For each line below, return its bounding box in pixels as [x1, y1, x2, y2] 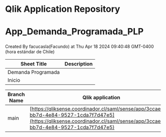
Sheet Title [20, 61, 47, 68]
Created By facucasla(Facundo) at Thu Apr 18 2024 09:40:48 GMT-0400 [5, 43, 154, 50]
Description [64, 61, 93, 68]
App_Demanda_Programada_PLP [5, 26, 144, 37]
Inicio [7, 77, 21, 84]
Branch [7, 91, 25, 98]
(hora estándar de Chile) [5, 49, 55, 55]
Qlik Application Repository [5, 3, 120, 15]
